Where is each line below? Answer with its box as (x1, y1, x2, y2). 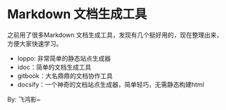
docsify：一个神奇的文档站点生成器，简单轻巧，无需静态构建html (17, 80, 204, 88)
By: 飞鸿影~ (7, 95, 41, 103)
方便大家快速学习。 (7, 39, 63, 47)
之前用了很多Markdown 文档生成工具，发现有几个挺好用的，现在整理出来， (7, 31, 223, 39)
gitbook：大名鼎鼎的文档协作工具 (17, 71, 113, 80)
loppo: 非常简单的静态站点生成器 (17, 54, 112, 63)
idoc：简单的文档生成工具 (17, 63, 92, 71)
